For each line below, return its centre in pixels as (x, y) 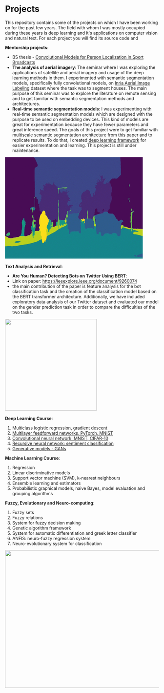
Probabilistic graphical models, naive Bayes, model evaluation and (79, 488)
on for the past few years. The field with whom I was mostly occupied (75, 27)
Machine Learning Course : (32, 458)
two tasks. (22, 312)
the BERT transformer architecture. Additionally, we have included (78, 296)
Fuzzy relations (27, 517)
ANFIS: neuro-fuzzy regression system (51, 538)
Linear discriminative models (41, 473)
